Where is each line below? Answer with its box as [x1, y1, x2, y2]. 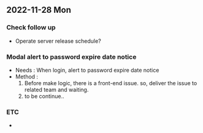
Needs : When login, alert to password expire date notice [15, 66, 159, 74]
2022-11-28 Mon [6, 5, 72, 15]
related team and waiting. [24, 86, 89, 93]
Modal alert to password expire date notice [6, 52, 137, 61]
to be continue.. [24, 92, 64, 100]
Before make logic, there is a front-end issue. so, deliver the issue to [24, 79, 197, 86]
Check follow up [6, 23, 56, 32]
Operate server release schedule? [15, 37, 101, 45]
